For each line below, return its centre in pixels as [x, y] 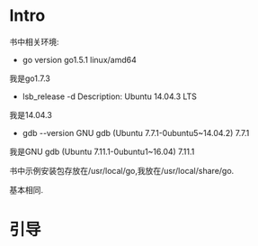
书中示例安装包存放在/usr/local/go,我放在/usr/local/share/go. [122, 170]
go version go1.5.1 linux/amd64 [79, 59]
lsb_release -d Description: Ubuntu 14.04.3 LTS [110, 96]
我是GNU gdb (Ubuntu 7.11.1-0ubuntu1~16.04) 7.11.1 [102, 151]
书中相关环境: [35, 41]
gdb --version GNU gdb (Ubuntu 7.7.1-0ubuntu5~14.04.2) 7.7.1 [136, 132]
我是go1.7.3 [30, 78]
